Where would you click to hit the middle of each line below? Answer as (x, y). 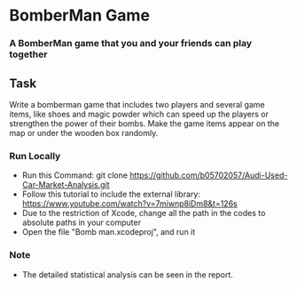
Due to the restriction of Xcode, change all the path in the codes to (144, 213)
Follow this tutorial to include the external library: (111, 194)
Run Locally (35, 156)
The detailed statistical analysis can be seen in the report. (127, 274)
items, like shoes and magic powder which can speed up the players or (139, 114)
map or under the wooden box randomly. (84, 132)
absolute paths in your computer (82, 222)
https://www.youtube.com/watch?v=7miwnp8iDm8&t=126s (129, 204)
